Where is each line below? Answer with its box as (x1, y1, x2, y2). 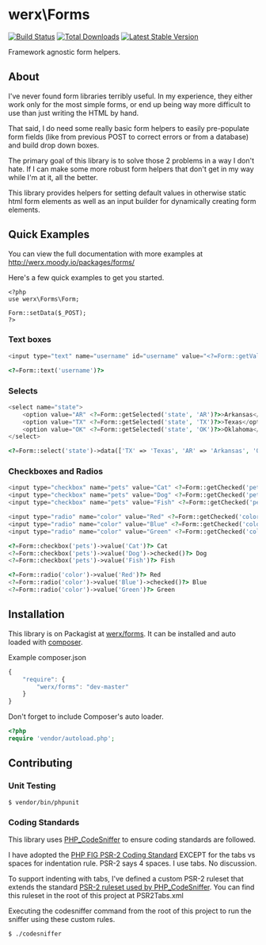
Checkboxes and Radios (8, 466, 104, 477)
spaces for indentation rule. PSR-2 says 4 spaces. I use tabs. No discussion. (8, 859, 257, 868)
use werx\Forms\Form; (8, 295, 80, 303)
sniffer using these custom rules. (8, 914, 116, 924)
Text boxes (8, 334, 51, 345)
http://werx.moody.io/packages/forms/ (8, 257, 135, 267)
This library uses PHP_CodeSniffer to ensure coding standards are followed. (8, 835, 256, 844)
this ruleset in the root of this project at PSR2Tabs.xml (8, 890, 184, 900)
